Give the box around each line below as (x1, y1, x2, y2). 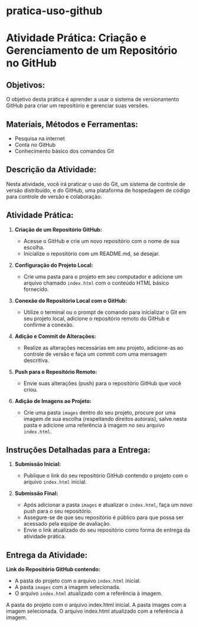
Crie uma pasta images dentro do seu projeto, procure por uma (23, 409, 176, 416)
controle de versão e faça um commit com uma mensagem (23, 350, 167, 357)
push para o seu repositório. (23, 508, 93, 515)
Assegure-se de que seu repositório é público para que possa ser (23, 514, 184, 521)
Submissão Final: (14, 490, 59, 497)
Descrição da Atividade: (6, 165, 97, 175)
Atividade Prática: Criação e (6, 31, 147, 45)
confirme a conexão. (23, 321, 74, 328)
